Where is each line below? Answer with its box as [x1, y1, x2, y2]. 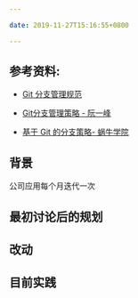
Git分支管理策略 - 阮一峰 [21, 108, 111, 118]
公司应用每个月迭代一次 [9, 181, 95, 191]
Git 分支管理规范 [21, 89, 83, 100]
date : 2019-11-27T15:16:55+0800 [9, 20, 129, 29]
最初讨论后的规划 [9, 209, 103, 224]
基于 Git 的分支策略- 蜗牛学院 [21, 126, 129, 138]
